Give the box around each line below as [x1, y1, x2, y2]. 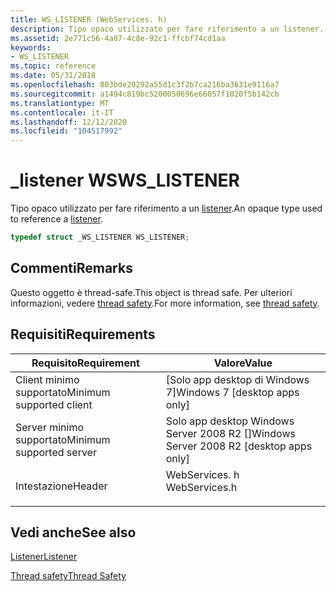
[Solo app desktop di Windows [165, 372, 310, 386]
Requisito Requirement [31, 356, 140, 370]
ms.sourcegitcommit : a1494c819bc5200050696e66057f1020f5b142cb [10, 89, 280, 99]
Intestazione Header [15, 479, 108, 493]
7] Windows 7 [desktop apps [165, 385, 300, 399]
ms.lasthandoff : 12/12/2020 [10, 117, 128, 127]
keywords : [10, 42, 52, 53]
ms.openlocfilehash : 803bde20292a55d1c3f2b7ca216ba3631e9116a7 [10, 80, 280, 90]
